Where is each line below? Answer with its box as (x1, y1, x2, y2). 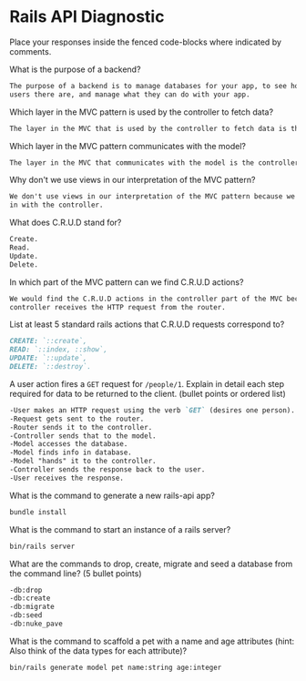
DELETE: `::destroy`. (9, 362, 92, 371)
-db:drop (9, 585, 43, 595)
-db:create (9, 594, 51, 603)
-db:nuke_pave (9, 619, 64, 629)
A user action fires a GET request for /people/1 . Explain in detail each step (9, 378, 285, 389)
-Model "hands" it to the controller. (9, 457, 157, 466)
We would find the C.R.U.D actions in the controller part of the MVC (9, 294, 283, 303)
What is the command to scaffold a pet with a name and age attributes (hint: (9, 635, 294, 646)
